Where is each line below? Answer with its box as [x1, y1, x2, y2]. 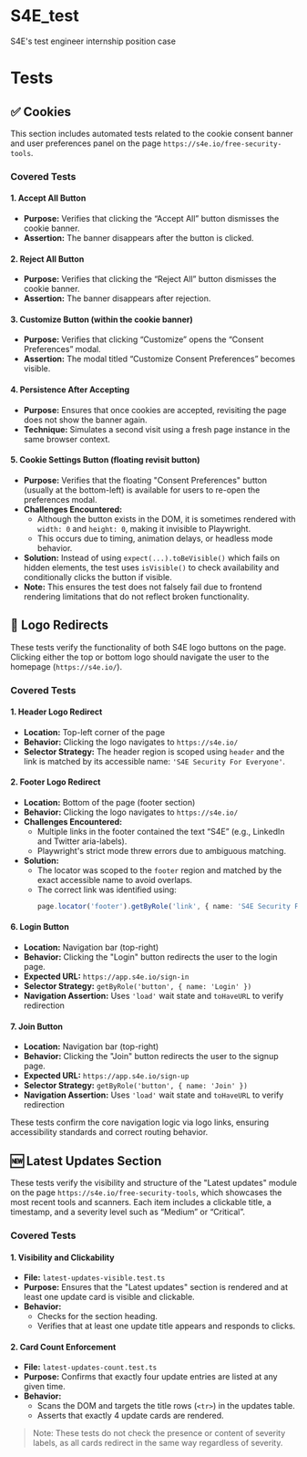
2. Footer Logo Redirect [10, 776, 101, 787]
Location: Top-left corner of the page [23, 726, 166, 737]
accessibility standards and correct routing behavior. [10, 1127, 209, 1138]
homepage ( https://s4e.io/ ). [10, 661, 122, 671]
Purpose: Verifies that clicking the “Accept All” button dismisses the [23, 213, 280, 224]
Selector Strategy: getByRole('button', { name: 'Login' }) [23, 981, 252, 992]
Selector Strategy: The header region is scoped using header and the [23, 745, 285, 757]
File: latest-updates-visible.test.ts [23, 1272, 166, 1283]
